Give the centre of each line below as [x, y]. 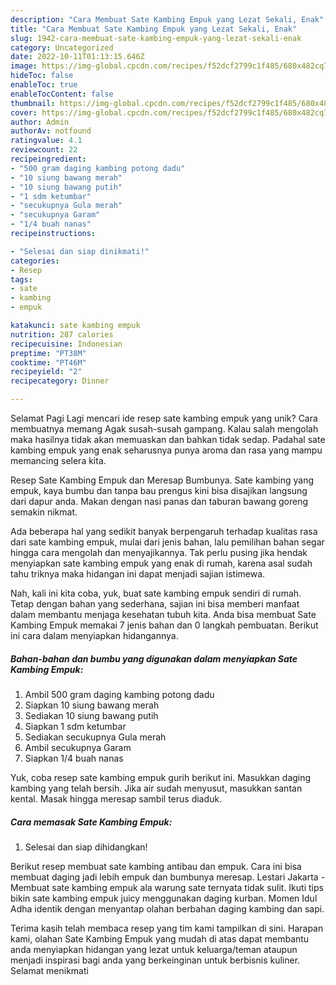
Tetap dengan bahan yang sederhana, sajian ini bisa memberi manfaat [155, 604]
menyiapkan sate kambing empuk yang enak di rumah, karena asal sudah [161, 563]
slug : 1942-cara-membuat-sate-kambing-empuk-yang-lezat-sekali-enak [156, 38]
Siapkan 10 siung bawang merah [92, 705]
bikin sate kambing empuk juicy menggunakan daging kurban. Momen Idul [164, 898]
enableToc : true [44, 85]
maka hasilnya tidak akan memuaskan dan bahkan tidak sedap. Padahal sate [168, 439]
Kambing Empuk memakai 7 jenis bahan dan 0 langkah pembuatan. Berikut [164, 625]
